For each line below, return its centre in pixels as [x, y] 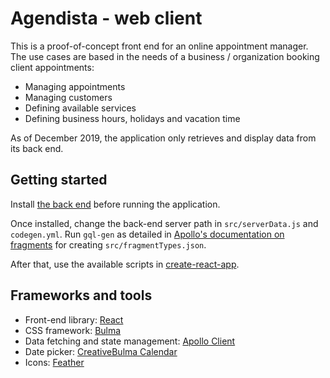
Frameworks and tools [81, 295]
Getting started [59, 180]
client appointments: [52, 67]
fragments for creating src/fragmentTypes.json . [108, 244]
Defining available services [80, 108]
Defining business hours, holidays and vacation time [132, 118]
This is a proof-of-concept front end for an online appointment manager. [159, 46]
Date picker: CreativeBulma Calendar [101, 351]
